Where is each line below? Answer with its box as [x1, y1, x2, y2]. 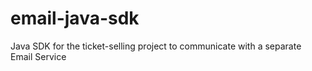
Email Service [10, 50, 67, 62]
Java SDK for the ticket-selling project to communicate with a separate [10, 40, 302, 52]
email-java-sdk [10, 7, 140, 30]
